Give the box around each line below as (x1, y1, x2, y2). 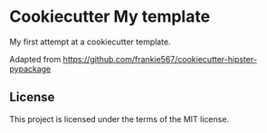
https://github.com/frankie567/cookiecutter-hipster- (62, 53, 258, 64)
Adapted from (9, 53, 62, 64)
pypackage (9, 63, 52, 74)
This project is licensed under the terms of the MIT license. (9, 113, 229, 124)
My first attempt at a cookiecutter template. (9, 36, 171, 47)
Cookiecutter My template (9, 6, 211, 27)
